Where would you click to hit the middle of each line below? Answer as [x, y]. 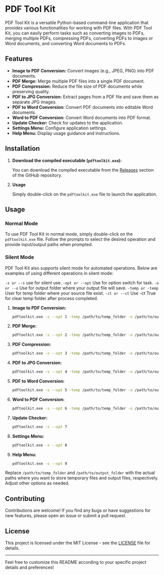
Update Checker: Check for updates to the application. [68, 123]
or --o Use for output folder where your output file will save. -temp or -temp [82, 288]
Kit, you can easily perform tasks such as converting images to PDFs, [75, 33]
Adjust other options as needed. [37, 483]
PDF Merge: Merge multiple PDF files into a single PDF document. [78, 81]
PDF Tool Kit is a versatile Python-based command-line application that [77, 23]
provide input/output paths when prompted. [49, 245]
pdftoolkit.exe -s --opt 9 [40, 463]
